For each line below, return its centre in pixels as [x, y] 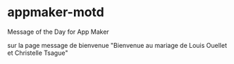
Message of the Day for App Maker [58, 32]
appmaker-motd [56, 12]
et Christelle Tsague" [38, 53]
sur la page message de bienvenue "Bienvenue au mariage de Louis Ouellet [117, 45]
